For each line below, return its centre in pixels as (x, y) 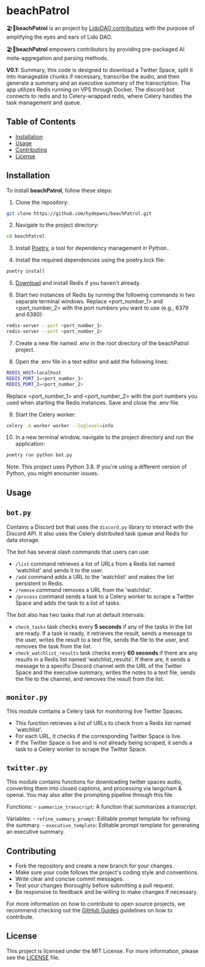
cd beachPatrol (26, 236)
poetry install (26, 271)
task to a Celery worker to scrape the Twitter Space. (81, 749)
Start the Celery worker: (46, 414)
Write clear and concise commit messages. (69, 879)
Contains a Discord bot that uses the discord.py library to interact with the (100, 527)
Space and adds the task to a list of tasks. (68, 603)
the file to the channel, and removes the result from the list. (90, 678)
